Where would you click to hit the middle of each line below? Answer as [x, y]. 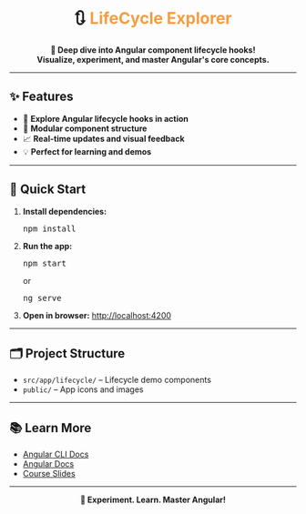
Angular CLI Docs [56, 454]
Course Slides [49, 474]
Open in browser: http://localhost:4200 [97, 315]
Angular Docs [48, 464]
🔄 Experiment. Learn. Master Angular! [153, 500]
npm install [49, 228]
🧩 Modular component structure [85, 128]
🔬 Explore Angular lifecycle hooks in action [106, 118]
